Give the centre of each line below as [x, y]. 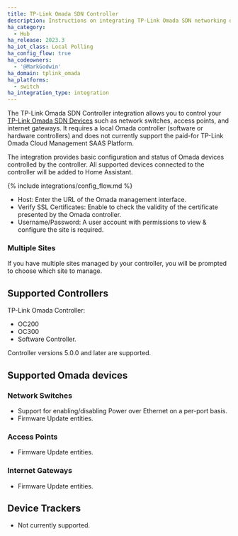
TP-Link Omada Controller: [46, 311]
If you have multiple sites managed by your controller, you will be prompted [117, 264]
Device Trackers [44, 508]
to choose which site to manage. [55, 271]
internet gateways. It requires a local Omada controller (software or [105, 128]
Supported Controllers [58, 293]
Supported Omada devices [68, 375]
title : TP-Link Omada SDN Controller [63, 14]
